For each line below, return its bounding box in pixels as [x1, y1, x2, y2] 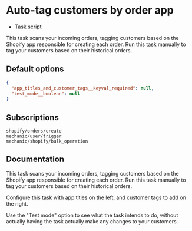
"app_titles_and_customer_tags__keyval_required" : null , [11, 85, 154, 91]
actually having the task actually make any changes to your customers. [6, 217, 178, 225]
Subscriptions [6, 113, 59, 123]
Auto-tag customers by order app [6, 4, 174, 17]
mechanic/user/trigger [6, 133, 62, 139]
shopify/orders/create [6, 128, 62, 134]
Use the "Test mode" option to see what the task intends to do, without [6, 212, 178, 219]
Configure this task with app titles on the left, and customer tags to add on [6, 194, 187, 201]
